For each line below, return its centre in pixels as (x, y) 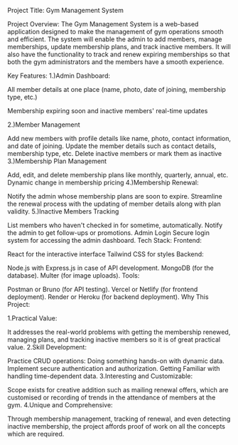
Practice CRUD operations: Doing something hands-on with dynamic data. (116, 361)
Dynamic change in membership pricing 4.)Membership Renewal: (103, 182)
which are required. (36, 434)
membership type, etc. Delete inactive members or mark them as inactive (115, 153)
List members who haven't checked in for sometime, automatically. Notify (115, 225)
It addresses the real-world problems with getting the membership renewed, (119, 332)
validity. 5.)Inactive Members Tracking (63, 211)
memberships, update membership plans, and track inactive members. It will (119, 47)
